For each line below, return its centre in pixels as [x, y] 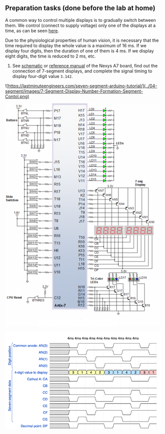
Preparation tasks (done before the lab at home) [80, 8]
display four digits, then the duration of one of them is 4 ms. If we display [80, 51]
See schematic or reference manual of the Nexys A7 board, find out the [85, 65]
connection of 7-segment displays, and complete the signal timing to [82, 71]
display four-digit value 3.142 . [42, 76]
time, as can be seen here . [32, 31]
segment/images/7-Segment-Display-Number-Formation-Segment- [74, 91]
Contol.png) [17, 96]
